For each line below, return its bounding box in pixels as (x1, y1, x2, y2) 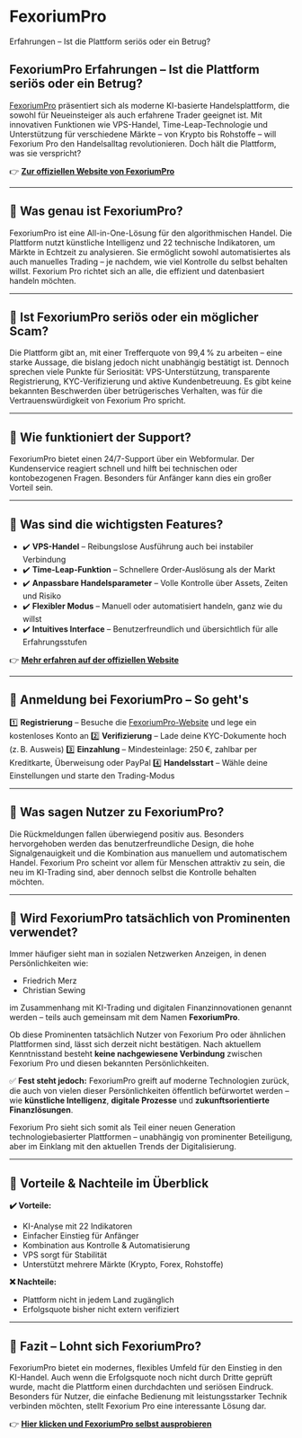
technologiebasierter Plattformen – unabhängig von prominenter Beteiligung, (9, 1132, 293, 1142)
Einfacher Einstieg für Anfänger (22, 1230, 139, 1241)
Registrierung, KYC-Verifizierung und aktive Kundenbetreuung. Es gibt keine (9, 376, 292, 387)
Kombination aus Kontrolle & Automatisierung (22, 1240, 191, 1251)
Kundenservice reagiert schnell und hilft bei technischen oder (9, 463, 238, 474)
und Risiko (22, 590, 61, 601)
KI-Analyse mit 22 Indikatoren (22, 1221, 133, 1232)
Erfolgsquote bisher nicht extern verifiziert (22, 1304, 180, 1315)
